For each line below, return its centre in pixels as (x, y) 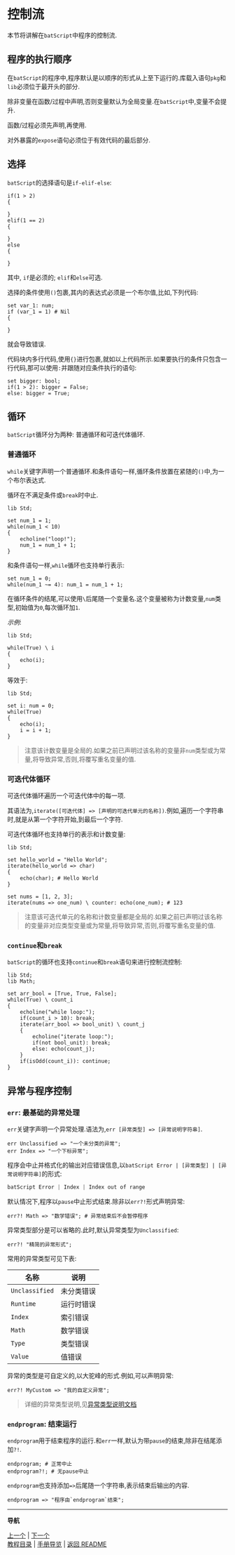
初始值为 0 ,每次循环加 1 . (48, 607)
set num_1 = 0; (29, 578)
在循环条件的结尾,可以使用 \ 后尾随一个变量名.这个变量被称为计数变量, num (111, 598)
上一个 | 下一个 (29, 1535)
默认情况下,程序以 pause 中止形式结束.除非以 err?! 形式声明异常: (96, 1201)
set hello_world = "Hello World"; (58, 860)
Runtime (23, 1304)
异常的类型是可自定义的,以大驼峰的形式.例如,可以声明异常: (91, 1375)
